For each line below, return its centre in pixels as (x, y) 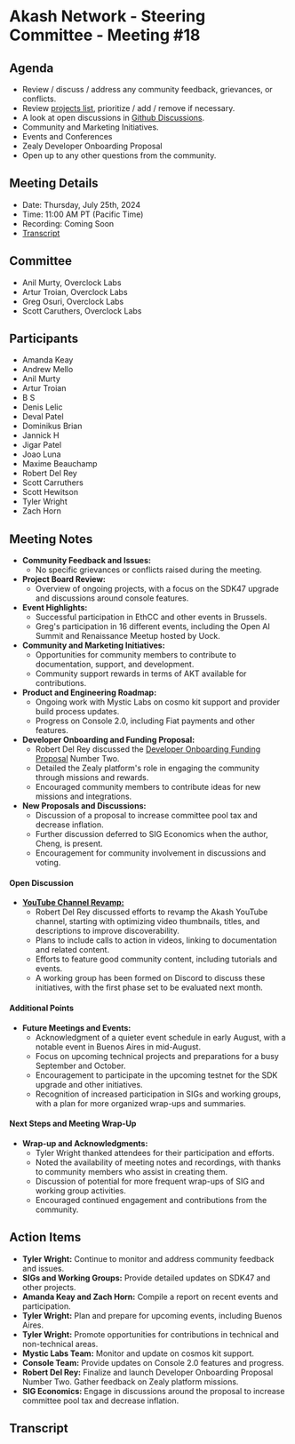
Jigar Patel (42, 445)
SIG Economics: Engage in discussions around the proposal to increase (153, 1391)
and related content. (72, 950)
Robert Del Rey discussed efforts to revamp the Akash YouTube (151, 912)
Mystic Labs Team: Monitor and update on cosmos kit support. (138, 1353)
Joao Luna (41, 454)
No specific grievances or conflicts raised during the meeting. (148, 570)
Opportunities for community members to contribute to (136, 655)
